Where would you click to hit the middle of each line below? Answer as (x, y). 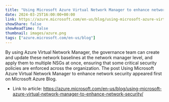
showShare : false (23, 24)
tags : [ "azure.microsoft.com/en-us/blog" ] (50, 38)
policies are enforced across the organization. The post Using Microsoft (80, 68)
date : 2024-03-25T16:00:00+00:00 (40, 15)
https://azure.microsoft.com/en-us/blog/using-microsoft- (102, 88)
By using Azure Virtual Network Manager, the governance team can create (82, 52)
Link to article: (27, 88)
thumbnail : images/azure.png (36, 33)
